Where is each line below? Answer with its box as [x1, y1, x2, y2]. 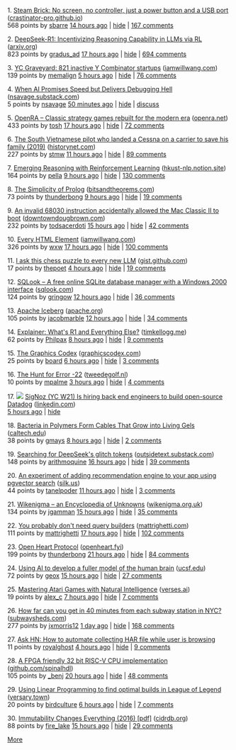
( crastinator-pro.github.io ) [7, 13, 84, 22]
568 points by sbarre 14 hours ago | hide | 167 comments [7, 21, 174, 29]
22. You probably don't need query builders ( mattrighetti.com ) [7, 521, 189, 530]
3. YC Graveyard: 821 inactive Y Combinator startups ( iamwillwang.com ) [7, 64, 218, 72]
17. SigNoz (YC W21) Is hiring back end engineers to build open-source [7, 393, 223, 401]
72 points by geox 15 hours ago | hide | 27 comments [7, 571, 162, 580]
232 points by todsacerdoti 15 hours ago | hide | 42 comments [7, 221, 189, 230]
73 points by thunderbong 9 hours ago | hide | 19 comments [7, 193, 183, 201]
